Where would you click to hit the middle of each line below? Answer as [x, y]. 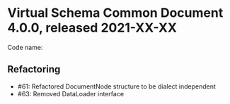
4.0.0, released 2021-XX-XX [92, 28]
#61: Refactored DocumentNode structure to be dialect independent [116, 86]
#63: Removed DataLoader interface [71, 93]
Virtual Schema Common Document [115, 13]
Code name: [25, 47]
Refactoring [34, 69]
